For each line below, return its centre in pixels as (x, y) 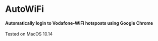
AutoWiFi (25, 9)
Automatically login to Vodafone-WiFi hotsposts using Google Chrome (79, 23)
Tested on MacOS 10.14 (29, 34)
